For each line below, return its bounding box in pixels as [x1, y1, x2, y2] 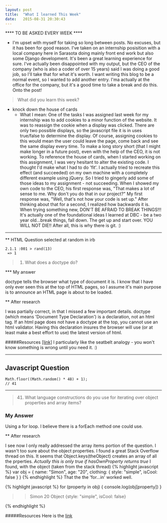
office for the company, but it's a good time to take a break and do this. [12, 82, 158, 88]
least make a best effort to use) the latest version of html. [5, 330, 123, 336]
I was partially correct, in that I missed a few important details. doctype [5, 308, 151, 314]
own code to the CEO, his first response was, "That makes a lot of [19, 186, 155, 192]
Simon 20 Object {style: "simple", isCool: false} [29, 494, 126, 500]
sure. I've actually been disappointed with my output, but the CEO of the [12, 61, 161, 67]
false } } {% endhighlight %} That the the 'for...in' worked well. [5, 474, 133, 480]
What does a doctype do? [24, 259, 78, 266]
